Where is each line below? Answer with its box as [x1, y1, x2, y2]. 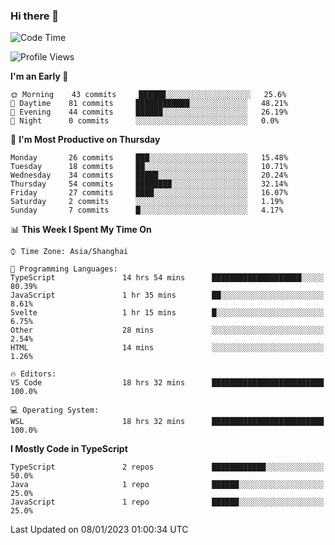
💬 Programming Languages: [10, 264, 118, 274]
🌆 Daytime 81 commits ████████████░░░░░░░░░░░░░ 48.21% [10, 99, 288, 109]
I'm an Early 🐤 [10, 70, 69, 83]
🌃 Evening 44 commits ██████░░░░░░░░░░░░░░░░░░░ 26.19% [10, 107, 288, 118]
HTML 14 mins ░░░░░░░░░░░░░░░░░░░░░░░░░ [10, 343, 325, 353]
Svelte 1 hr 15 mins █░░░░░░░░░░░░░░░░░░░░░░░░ [10, 308, 325, 318]
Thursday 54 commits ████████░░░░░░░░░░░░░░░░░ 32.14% [10, 179, 288, 189]
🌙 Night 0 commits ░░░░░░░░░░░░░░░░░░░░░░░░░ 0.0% [10, 116, 280, 126]
